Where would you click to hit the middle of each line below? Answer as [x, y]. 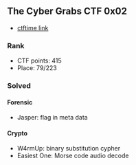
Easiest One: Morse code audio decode [73, 156]
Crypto [18, 133]
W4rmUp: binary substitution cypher [69, 148]
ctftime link [33, 27]
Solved [19, 86]
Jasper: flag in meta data [52, 118]
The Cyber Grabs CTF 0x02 [67, 11]
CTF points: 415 [39, 60]
